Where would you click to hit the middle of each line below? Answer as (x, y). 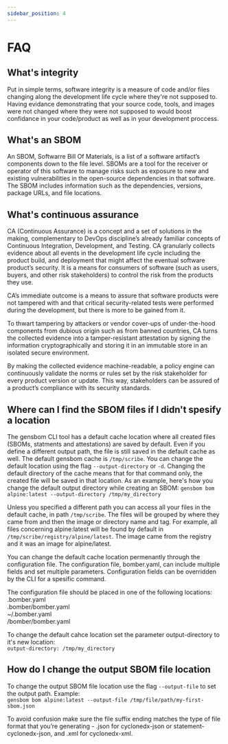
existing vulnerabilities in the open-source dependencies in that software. (111, 179)
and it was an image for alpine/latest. (59, 544)
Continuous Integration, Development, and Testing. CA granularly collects (111, 246)
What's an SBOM (44, 140)
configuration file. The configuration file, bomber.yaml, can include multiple (114, 565)
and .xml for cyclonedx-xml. (93, 733)
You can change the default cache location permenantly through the (104, 557)
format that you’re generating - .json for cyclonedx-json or (90, 726)
